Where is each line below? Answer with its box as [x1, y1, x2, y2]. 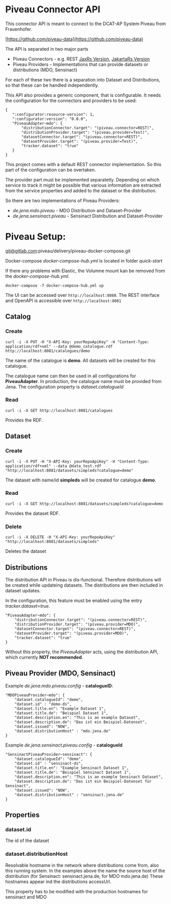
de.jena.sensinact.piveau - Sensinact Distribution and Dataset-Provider [12, 213, 163, 219]
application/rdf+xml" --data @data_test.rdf [5, 463, 102, 469]
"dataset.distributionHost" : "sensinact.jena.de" [14, 792, 125, 797]
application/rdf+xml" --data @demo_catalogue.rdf [5, 344, 113, 349]
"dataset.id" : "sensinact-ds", [14, 760, 83, 766]
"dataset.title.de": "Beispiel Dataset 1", [14, 710, 109, 716]
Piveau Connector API [5, 4, 101, 15]
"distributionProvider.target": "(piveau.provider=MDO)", [14, 621, 140, 627]
